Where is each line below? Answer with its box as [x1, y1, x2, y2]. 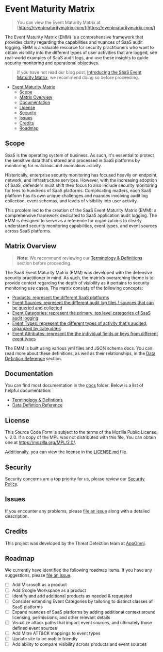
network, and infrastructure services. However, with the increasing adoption [5, 177, 157, 183]
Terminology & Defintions [12, 397, 63, 403]
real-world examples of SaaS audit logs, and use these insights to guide [5, 54, 149, 60]
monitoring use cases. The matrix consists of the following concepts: [5, 285, 143, 291]
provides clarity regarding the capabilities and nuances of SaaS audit [5, 39, 143, 45]
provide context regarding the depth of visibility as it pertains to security [5, 280, 149, 285]
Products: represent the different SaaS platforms [12, 294, 109, 300]
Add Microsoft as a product [12, 582, 67, 588]
